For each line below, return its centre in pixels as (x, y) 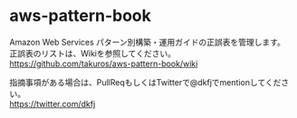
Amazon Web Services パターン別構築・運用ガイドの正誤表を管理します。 (147, 42)
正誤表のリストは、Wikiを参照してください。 (93, 53)
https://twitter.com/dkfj (53, 103)
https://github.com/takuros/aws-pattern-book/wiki (104, 64)
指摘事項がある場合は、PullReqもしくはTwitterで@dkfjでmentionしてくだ (145, 82)
